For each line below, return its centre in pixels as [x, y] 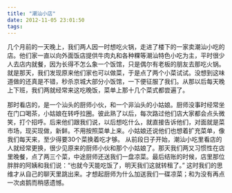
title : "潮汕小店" [32, 13]
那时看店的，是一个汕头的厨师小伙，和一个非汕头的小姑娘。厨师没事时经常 [113, 105]
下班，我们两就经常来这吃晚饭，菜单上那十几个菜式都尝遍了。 [100, 90]
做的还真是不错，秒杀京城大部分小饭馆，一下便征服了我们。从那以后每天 [116, 82]
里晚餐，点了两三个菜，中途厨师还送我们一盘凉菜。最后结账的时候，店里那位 [116, 157]
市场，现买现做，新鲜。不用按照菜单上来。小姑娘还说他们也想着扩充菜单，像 [116, 131]
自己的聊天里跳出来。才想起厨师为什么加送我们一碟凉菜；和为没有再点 [125, 174]
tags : [15, 26]
